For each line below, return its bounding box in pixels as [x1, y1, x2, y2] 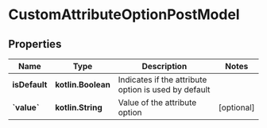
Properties [8, 37, 62, 51]
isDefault [12, 80, 48, 90]
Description [141, 61, 188, 72]
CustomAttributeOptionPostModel [8, 6, 240, 24]
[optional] [218, 102, 255, 113]
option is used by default [118, 84, 211, 95]
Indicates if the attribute [118, 74, 207, 85]
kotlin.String [55, 102, 103, 113]
